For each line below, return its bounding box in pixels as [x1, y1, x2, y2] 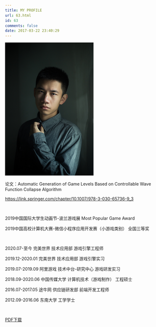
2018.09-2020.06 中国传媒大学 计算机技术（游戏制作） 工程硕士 [5, 276, 132, 282]
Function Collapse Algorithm [5, 187, 62, 192]
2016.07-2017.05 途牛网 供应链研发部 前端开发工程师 [5, 287, 109, 293]
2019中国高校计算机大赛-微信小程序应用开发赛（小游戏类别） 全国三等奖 [5, 226, 150, 232]
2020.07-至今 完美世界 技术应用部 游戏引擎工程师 [5, 245, 104, 251]
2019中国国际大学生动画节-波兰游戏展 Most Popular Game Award [5, 215, 135, 221]
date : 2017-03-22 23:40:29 [5, 28, 60, 34]
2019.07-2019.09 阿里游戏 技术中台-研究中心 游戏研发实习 [5, 266, 121, 272]
